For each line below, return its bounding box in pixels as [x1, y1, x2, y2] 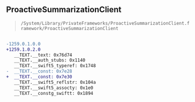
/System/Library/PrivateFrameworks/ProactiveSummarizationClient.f [20, 20, 190, 26]
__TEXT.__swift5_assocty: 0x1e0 [14, 85, 94, 91]
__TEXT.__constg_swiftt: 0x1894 [14, 90, 94, 96]
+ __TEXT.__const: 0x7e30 [6, 74, 72, 80]
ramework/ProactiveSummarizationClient [20, 25, 119, 31]
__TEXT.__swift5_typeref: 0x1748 [14, 63, 96, 69]
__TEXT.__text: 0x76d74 [14, 52, 72, 58]
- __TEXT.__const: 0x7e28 [6, 68, 72, 74]
